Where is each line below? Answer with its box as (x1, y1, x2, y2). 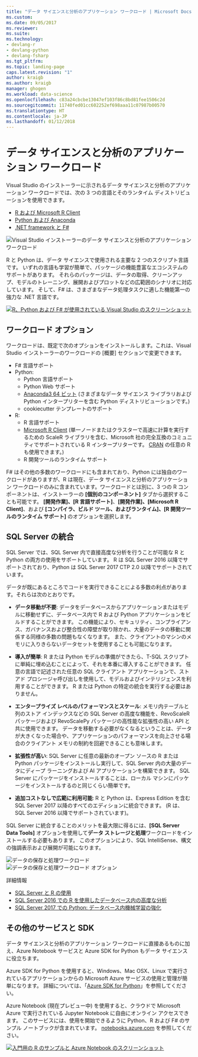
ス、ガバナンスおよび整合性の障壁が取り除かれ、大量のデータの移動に (14, 625, 186, 632)
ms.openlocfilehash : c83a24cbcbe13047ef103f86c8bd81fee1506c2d (6, 97, 165, 102)
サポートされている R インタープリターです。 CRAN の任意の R (38, 441, 191, 448)
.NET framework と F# (14, 224, 70, 231)
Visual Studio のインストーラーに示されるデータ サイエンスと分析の (6, 182, 170, 189)
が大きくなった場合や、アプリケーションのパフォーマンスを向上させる (14, 732, 186, 739)
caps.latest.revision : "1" (6, 69, 73, 75)
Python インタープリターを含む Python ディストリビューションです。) (23, 397, 190, 404)
